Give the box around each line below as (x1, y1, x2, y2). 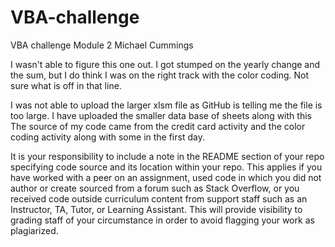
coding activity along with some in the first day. (10, 131, 205, 143)
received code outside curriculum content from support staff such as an (10, 192, 308, 205)
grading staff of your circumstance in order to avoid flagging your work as (10, 214, 315, 226)
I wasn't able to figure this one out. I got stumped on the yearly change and (10, 58, 321, 70)
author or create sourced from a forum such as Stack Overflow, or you (10, 182, 300, 194)
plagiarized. (10, 224, 59, 236)
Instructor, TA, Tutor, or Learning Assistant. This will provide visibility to (10, 203, 303, 215)
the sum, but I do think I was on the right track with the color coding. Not (10, 69, 310, 81)
